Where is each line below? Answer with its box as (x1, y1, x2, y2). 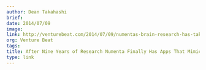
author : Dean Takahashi (6, 9, 67, 15)
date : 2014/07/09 (6, 20, 51, 26)
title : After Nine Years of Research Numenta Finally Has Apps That (6, 49, 185, 55)
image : (6, 26, 23, 32)
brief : (6, 15, 23, 21)
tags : (6, 43, 20, 49)
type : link (6, 54, 34, 60)
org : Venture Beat (6, 37, 53, 43)
